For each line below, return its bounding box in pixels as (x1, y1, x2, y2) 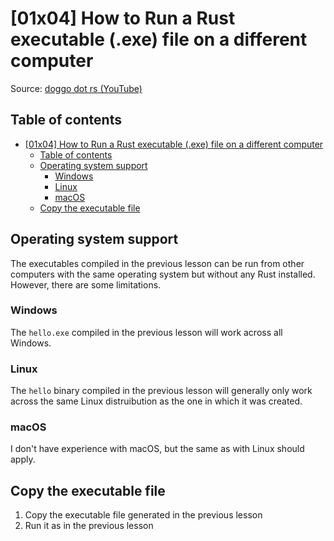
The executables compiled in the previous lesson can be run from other (10, 257, 305, 269)
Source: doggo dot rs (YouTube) (10, 82, 143, 94)
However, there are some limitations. (10, 278, 162, 291)
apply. (10, 453, 36, 466)
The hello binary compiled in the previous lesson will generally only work (10, 385, 313, 397)
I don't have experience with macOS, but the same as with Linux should (10, 443, 305, 455)
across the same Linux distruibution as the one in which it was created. (10, 395, 303, 407)
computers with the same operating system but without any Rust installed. (10, 268, 316, 280)
